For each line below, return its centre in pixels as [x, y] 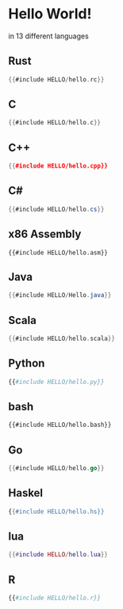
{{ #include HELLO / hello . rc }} [56, 79]
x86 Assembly [45, 234]
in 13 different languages [48, 36]
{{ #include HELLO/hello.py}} [56, 382]
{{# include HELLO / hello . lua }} [58, 555]
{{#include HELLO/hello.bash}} [60, 425]
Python [27, 364]
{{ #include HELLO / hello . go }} [56, 469]
